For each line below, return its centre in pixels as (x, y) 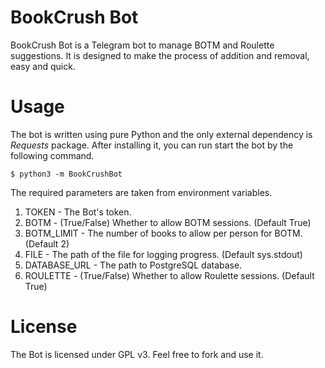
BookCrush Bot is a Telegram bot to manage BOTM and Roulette (142, 45)
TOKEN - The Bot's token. (78, 212)
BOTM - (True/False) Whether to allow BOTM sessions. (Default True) (168, 222)
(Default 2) (47, 243)
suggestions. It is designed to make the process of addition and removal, (160, 55)
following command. (52, 155)
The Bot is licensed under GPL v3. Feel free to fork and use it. (137, 354)
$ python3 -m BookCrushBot (66, 174)
